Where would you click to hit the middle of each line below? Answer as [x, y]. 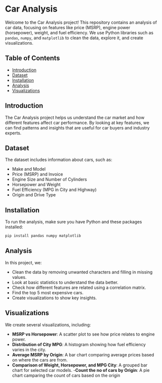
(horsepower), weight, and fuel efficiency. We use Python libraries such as [79, 32]
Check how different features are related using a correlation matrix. [79, 287]
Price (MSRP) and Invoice [37, 174]
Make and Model [29, 169]
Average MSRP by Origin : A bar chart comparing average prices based [83, 354]
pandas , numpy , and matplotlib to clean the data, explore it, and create [74, 38]
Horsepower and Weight [36, 185]
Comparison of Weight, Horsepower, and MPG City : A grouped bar [80, 365]
